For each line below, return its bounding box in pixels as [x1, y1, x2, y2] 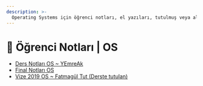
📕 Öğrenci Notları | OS [6, 40, 118, 54]
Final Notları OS [14, 67, 54, 74]
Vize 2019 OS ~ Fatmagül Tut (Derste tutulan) [14, 73, 128, 80]
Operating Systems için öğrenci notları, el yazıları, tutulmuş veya [11, 14, 190, 20]
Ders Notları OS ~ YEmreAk [14, 60, 83, 67]
